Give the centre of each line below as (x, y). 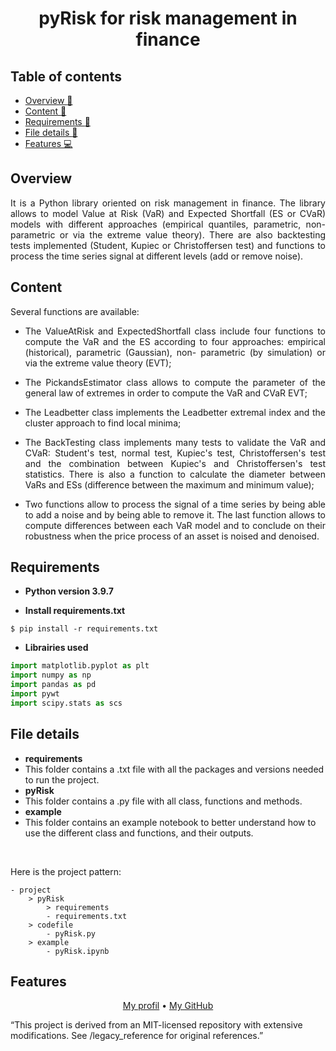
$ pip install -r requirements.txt (84, 629)
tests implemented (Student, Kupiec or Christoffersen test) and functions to (168, 245)
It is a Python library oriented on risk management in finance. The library (168, 203)
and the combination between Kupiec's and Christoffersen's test (175, 463)
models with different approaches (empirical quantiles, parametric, (156, 224)
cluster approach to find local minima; (103, 423)
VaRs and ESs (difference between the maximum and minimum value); (169, 484)
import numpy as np (51, 675)
